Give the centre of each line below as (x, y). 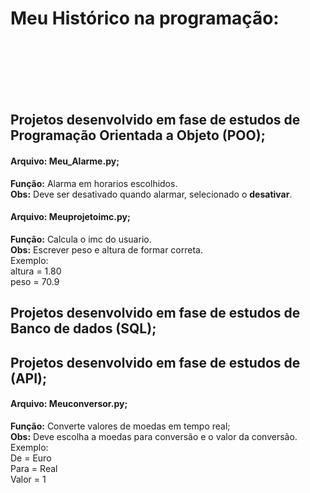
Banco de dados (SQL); (83, 328)
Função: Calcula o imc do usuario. (81, 239)
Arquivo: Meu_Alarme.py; (65, 161)
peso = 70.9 (35, 281)
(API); (29, 378)
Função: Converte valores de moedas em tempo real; (120, 426)
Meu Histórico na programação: (145, 18)
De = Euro (31, 458)
